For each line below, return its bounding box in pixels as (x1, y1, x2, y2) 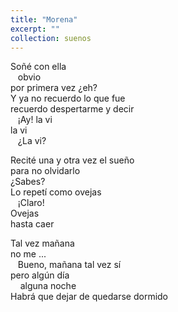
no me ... (10, 248, 47, 260)
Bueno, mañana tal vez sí (17, 259, 122, 271)
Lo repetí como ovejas (10, 186, 102, 198)
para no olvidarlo (10, 165, 81, 177)
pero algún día (10, 269, 70, 281)
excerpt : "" (10, 24, 60, 34)
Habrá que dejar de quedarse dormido (10, 291, 169, 303)
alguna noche (19, 280, 77, 292)
